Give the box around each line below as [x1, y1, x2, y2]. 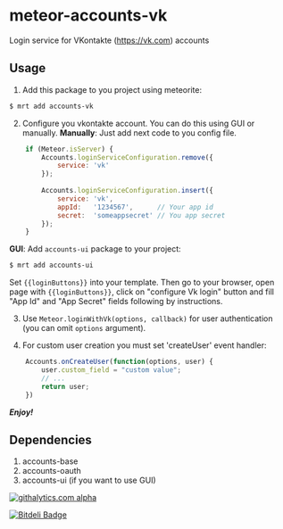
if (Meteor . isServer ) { [25, 145, 114, 153]
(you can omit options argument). [21, 323, 146, 334]
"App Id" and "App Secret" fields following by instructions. [9, 296, 223, 307]
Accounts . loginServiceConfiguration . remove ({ [41, 153, 214, 161]
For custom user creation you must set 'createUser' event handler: [21, 340, 267, 351]
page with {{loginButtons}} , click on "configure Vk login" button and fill [9, 286, 275, 297]
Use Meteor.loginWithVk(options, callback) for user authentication [21, 313, 273, 324]
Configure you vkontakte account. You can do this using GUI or [21, 118, 255, 128]
